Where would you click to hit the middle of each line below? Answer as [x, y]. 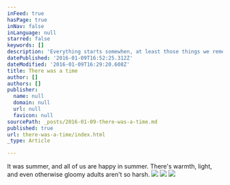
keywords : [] [26, 45]
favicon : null [33, 115]
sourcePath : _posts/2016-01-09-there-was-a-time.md [82, 122]
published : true [30, 128]
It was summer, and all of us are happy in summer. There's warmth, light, [110, 166]
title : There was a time [42, 71]
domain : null [32, 103]
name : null [29, 97]
